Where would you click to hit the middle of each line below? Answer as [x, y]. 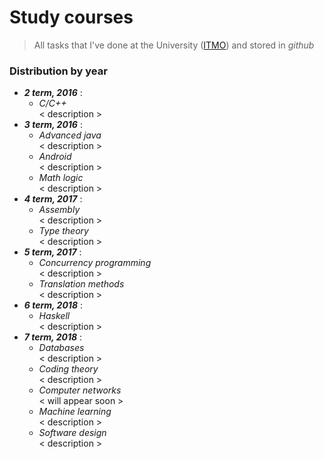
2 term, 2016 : [53, 93]
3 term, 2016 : [53, 125]
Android [55, 157]
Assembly [59, 210]
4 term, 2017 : [53, 199]
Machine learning [75, 412]
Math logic [61, 178]
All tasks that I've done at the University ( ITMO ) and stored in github [174, 45]
